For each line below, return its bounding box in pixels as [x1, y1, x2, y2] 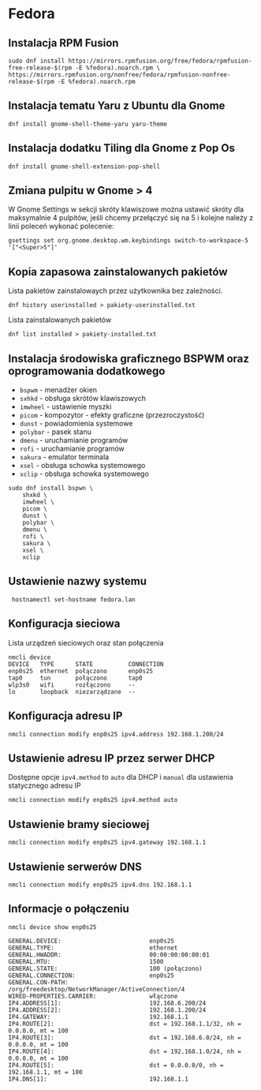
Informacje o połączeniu [8, 902, 130, 916]
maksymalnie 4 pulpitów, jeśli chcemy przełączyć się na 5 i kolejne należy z [8, 213, 254, 223]
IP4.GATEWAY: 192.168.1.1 [8, 1013, 189, 1021]
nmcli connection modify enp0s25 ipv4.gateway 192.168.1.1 [8, 838, 207, 847]
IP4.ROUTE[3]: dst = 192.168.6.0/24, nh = [8, 1033, 242, 1042]
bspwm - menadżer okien [19, 385, 97, 395]
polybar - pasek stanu [19, 427, 92, 436]
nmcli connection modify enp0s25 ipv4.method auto [8, 796, 178, 804]
